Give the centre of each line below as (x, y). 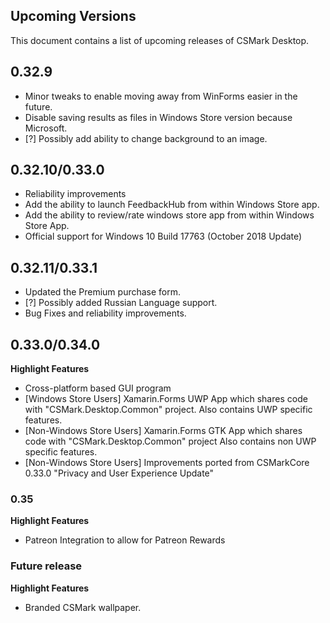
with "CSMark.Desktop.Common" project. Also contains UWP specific (168, 410)
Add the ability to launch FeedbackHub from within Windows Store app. (172, 205)
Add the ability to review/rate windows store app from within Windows (169, 215)
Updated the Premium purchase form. (103, 292)
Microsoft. (46, 128)
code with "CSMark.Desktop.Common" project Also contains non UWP (170, 441)
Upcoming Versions (73, 16)
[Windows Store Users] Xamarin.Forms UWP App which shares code (166, 399)
